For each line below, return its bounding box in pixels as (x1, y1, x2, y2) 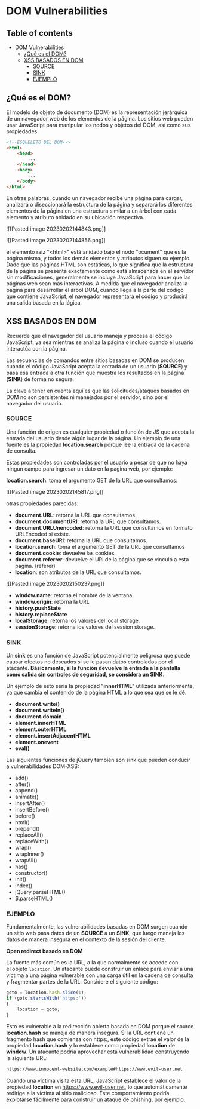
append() (14, 787, 38, 794)
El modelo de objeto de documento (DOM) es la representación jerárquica (6, 109, 188, 116)
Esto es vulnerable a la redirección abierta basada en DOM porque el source (6, 1022, 194, 1030)
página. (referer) (14, 562, 56, 569)
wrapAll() (14, 857, 38, 864)
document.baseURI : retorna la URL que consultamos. (14, 536, 147, 544)
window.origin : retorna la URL (14, 598, 90, 605)
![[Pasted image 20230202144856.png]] (6, 236, 106, 244)
